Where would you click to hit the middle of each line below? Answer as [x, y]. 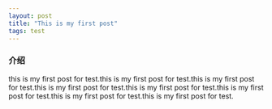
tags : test [27, 31]
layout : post [30, 16]
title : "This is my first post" [63, 23]
